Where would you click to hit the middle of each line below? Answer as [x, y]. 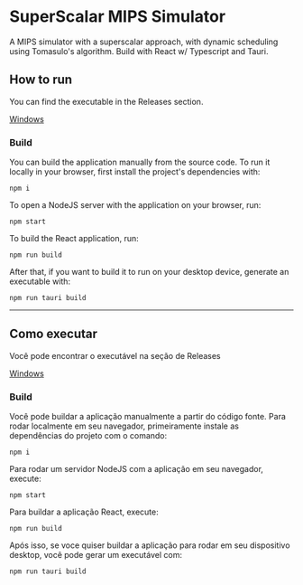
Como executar [53, 334]
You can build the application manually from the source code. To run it [140, 162]
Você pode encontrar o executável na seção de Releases [115, 355]
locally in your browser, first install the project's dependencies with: [135, 172]
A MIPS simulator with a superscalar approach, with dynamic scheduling [144, 42]
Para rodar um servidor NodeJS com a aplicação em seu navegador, [137, 469]
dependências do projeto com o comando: [88, 436]
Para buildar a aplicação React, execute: [84, 512]
